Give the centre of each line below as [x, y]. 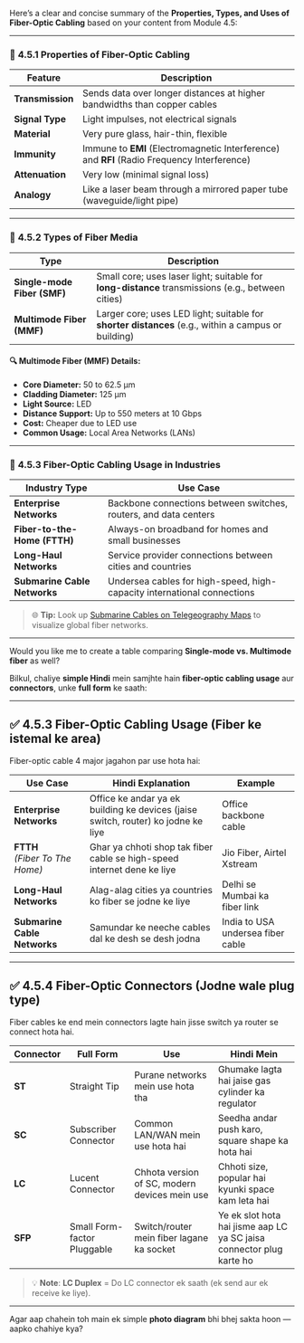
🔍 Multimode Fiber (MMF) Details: [75, 361]
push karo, [240, 1129]
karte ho [235, 1260]
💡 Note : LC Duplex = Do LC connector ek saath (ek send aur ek [150, 1282]
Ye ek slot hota [249, 1214]
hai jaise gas [244, 1081]
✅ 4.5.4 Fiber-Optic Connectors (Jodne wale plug [152, 986]
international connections [201, 593]
